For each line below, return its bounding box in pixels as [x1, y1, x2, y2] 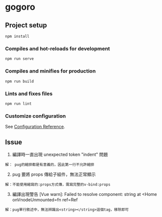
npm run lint [5, 101, 32, 106]
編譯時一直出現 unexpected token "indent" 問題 [12, 151, 108, 157]
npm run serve [5, 56, 34, 61]
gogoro [5, 1, 35, 13]
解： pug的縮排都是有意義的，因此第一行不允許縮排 [5, 162, 95, 167]
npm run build [5, 79, 34, 84]
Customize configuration [5, 112, 66, 119]
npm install [5, 34, 29, 39]
